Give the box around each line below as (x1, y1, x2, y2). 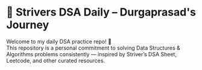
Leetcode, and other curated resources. (6, 57, 106, 64)
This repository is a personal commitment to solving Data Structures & (6, 44, 180, 51)
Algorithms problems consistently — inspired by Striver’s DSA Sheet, (6, 50, 177, 57)
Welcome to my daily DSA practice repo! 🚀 (6, 38, 112, 45)
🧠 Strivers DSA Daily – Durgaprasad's (6, 5, 196, 19)
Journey (6, 18, 49, 32)
